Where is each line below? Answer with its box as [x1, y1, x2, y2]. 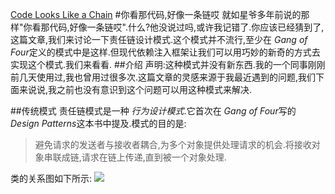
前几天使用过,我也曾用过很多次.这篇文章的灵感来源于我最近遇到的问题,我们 [10, 71, 317, 83]
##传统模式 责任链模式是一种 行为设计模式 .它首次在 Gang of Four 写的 [10, 105, 297, 117]
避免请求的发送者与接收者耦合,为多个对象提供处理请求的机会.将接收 [34, 139, 312, 150]
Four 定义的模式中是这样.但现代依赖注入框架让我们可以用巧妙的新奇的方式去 [10, 46, 321, 58]
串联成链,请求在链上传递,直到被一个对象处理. [43, 151, 227, 163]
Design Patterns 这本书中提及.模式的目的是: [10, 118, 187, 129]
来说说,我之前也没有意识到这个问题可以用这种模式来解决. [18, 84, 253, 95]
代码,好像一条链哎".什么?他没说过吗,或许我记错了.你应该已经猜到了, [49, 21, 325, 33]
